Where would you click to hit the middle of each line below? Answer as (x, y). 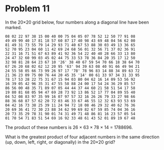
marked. (14, 27)
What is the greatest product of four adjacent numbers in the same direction (82, 137)
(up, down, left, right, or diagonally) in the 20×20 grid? (60, 142)
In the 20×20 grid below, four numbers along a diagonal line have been (77, 22)
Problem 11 (28, 9)
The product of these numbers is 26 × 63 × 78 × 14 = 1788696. (69, 127)
